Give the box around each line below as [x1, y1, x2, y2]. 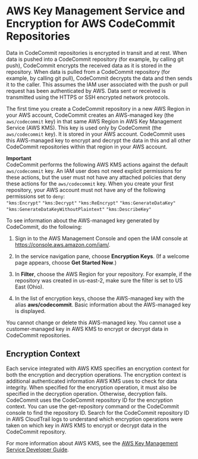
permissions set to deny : [6, 193, 65, 200]
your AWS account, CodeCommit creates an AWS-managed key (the [6, 111, 174, 119]
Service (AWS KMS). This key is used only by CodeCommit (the [6, 124, 162, 131]
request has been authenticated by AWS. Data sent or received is [6, 87, 166, 94]
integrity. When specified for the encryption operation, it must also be [6, 383, 177, 391]
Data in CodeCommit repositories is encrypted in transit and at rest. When [6, 49, 187, 56]
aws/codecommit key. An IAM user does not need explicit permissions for [6, 167, 182, 174]
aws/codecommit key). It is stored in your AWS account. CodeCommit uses [6, 130, 186, 138]
